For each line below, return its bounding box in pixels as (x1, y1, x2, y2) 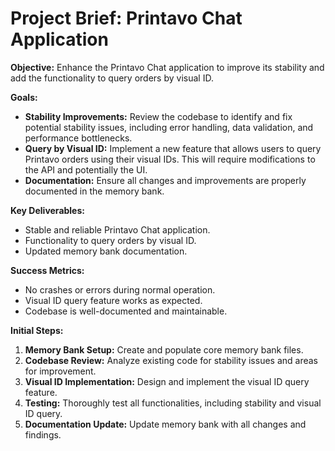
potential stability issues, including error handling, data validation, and (24, 121, 314, 133)
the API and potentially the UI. (24, 163, 148, 176)
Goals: (10, 91, 38, 103)
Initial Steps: (10, 324, 64, 336)
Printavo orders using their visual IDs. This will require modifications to (24, 153, 316, 165)
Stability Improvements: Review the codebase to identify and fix (24, 110, 293, 122)
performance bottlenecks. (24, 132, 133, 144)
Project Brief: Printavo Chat (10, 7, 243, 30)
